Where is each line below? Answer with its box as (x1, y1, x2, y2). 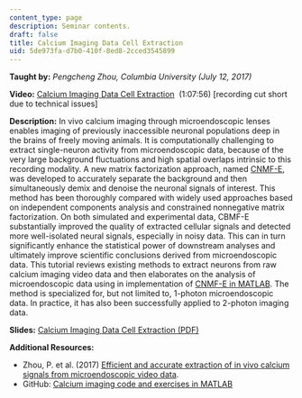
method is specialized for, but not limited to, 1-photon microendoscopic (9, 288, 274, 299)
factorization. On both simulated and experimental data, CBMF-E (9, 212, 250, 222)
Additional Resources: (9, 342, 95, 353)
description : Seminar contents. (9, 22, 131, 31)
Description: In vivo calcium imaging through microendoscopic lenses (9, 116, 270, 127)
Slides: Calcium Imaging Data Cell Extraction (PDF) (9, 325, 200, 336)
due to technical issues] (9, 98, 98, 109)
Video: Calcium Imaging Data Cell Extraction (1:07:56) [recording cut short (9, 89, 288, 100)
